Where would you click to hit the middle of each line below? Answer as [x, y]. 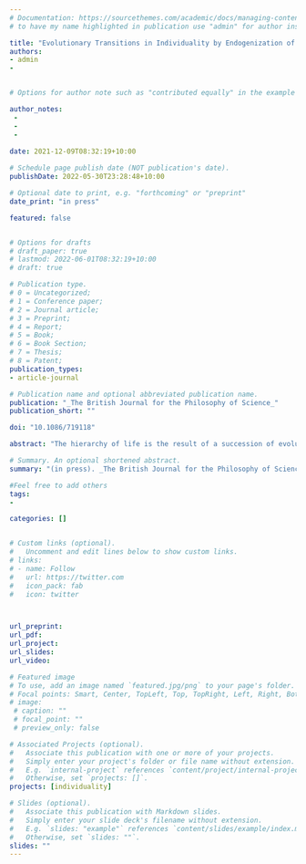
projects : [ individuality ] [61, 787]
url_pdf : [26, 635]
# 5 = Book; [32, 335]
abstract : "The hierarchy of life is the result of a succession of [142, 444]
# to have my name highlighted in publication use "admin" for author [146, 26]
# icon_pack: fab [46, 586]
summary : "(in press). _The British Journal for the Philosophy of [140, 469]
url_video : [30, 661]
